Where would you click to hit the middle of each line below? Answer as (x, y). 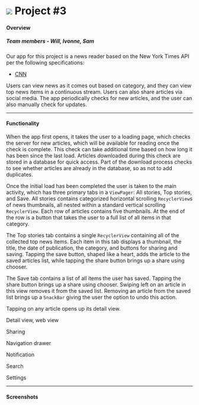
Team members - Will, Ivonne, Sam (50, 41)
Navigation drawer (29, 343)
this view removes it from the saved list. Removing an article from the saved (98, 291)
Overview (18, 27)
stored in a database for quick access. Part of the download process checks (99, 162)
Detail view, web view (33, 320)
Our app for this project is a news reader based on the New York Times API (98, 56)
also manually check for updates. (46, 104)
